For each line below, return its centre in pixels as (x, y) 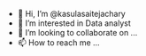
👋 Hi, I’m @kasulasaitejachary (71, 14)
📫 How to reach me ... (58, 43)
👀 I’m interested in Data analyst (74, 23)
